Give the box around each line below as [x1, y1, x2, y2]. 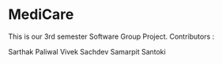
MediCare [8, 6, 74, 24]
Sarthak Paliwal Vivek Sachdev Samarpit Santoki [8, 47, 166, 56]
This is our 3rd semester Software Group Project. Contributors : [8, 32, 215, 41]
